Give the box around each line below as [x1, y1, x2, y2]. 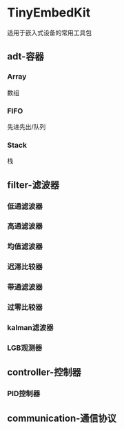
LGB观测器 [7, 343, 43, 353]
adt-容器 [7, 50, 44, 63]
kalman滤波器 [7, 323, 54, 333]
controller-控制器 [7, 367, 81, 378]
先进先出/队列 [7, 122, 46, 130]
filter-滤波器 [7, 179, 60, 190]
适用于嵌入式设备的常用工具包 [7, 28, 92, 37]
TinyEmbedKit [7, 5, 91, 21]
